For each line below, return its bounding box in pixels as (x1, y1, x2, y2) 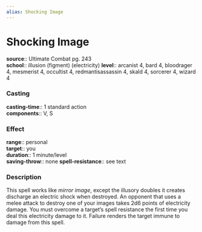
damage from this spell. (6, 219, 65, 226)
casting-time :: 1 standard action (6, 103, 86, 110)
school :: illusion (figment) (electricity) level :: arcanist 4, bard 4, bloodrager (6, 61, 192, 68)
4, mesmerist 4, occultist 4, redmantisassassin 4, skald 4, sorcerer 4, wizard (6, 68, 197, 75)
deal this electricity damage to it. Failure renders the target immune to (6, 213, 180, 220)
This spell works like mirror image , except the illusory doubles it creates (6, 187, 186, 194)
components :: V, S (6, 110, 53, 117)
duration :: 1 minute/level (6, 151, 67, 159)
